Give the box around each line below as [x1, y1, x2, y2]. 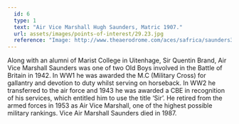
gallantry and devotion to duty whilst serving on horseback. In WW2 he [7, 79, 216, 87]
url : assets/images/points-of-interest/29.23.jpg [14, 30, 164, 38]
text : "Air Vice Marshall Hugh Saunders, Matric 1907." [14, 23, 183, 30]
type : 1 [14, 17, 37, 24]
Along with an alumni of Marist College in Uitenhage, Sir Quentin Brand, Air [7, 56, 227, 64]
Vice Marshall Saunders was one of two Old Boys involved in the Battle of [7, 64, 223, 72]
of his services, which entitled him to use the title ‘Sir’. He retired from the [7, 94, 223, 103]
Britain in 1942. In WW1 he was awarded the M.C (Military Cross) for [7, 72, 206, 80]
